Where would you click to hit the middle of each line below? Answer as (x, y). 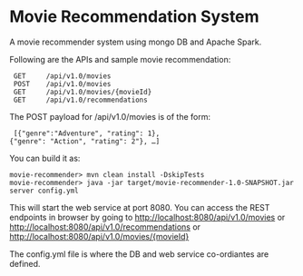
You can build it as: (45, 158)
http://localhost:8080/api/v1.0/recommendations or (105, 227)
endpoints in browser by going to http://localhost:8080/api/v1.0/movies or (147, 217)
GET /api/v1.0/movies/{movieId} (83, 92)
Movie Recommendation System (135, 17)
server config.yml (44, 191)
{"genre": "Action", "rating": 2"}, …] (85, 141)
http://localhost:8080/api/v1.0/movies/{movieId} (99, 236)
